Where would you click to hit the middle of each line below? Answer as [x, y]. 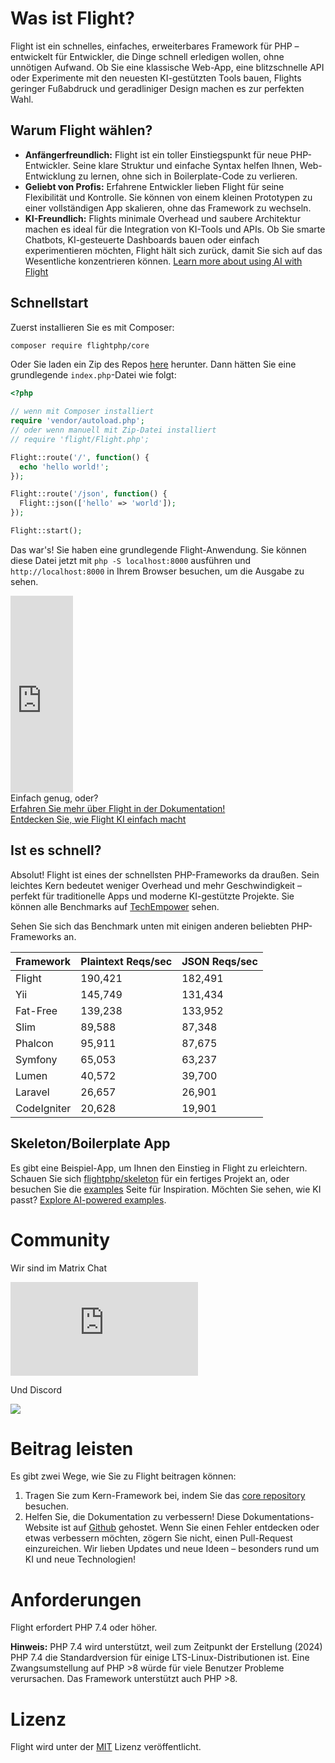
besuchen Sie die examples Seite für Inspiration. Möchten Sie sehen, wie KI [166, 1189]
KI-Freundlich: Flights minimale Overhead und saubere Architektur [163, 218]
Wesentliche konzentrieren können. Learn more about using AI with [163, 261]
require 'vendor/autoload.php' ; [77, 421]
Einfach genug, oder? [54, 798]
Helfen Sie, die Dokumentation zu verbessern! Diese [132, 1517]
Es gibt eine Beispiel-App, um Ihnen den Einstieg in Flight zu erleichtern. [159, 1168]
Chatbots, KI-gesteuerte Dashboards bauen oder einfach [142, 239]
